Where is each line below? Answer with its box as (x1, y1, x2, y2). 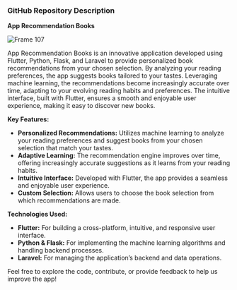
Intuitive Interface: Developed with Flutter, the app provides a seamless (17, 174, 229, 182)
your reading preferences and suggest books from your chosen (17, 136, 203, 145)
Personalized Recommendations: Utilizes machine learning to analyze (17, 129, 224, 138)
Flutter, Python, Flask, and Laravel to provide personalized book (7, 56, 193, 65)
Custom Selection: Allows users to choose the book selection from (17, 189, 214, 198)
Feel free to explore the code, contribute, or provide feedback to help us (7, 267, 218, 276)
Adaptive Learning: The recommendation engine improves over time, (17, 151, 221, 160)
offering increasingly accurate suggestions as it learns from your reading (17, 159, 231, 167)
